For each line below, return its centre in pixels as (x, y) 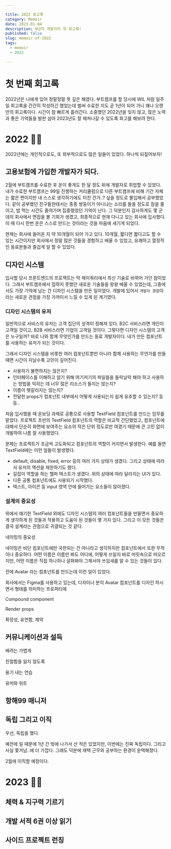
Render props (20, 609)
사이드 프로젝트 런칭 (35, 840)
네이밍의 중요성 (20, 537)
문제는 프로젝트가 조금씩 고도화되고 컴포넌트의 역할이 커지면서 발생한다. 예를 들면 (86, 444)
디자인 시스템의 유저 (28, 311)
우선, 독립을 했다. (22, 733)
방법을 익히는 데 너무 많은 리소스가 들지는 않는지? (67, 384)
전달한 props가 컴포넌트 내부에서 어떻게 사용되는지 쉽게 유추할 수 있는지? (85, 396)
